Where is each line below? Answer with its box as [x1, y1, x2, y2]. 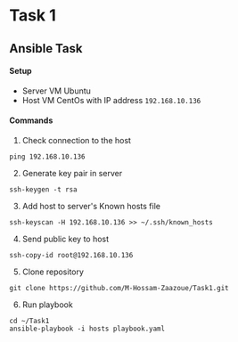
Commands [9, 115, 53, 126]
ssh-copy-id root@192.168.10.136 [9, 250, 134, 259]
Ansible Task [9, 41, 83, 56]
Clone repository [21, 266, 85, 277]
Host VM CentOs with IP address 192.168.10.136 [21, 94, 201, 105]
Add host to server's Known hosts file [21, 200, 160, 211]
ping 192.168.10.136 [9, 152, 86, 161]
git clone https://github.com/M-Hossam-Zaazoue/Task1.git [9, 283, 229, 292]
